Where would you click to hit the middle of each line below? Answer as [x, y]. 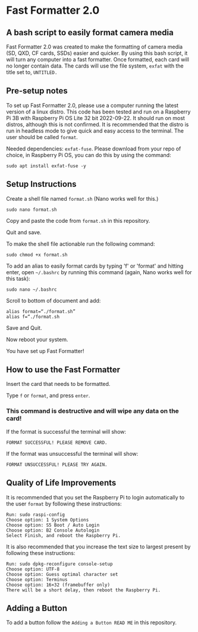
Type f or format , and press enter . [48, 395]
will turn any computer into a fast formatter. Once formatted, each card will [98, 59]
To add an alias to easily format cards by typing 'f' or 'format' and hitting [95, 266]
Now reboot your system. [37, 339]
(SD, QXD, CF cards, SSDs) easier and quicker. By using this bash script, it [97, 53]
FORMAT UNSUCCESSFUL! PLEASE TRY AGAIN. [57, 464]
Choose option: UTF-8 [33, 569]
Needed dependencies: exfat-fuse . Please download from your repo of [94, 148]
